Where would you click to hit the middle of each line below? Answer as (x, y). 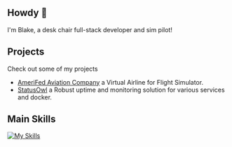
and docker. (35, 97)
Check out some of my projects (53, 69)
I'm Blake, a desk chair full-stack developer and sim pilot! (90, 29)
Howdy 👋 (27, 13)
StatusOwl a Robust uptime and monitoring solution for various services (121, 90)
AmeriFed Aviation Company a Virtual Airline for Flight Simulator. (110, 82)
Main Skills (32, 119)
